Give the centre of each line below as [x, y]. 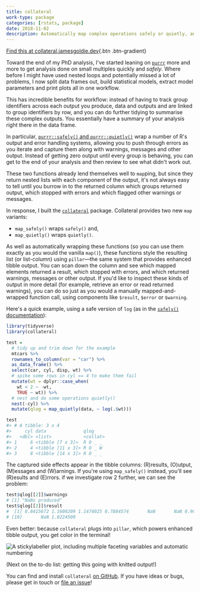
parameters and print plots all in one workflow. [63, 88]
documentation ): [26, 315]
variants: [17, 217]
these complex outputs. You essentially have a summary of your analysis [95, 119]
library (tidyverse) [30, 326]
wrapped [17, 297]
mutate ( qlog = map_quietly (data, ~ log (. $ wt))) [72, 409]
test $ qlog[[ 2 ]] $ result [34, 506]
